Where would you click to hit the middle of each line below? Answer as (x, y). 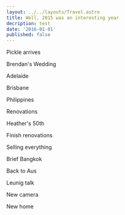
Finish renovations (30, 135)
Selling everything (29, 147)
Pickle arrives (24, 52)
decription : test (28, 23)
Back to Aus (21, 171)
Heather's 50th (25, 124)
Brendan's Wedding (31, 64)
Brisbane (18, 88)
